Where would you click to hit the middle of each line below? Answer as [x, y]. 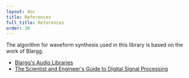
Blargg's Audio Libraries [44, 63]
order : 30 [18, 28]
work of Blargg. [25, 51]
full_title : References [35, 22]
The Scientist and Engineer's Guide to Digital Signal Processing [91, 69]
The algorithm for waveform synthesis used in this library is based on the [95, 45]
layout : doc [21, 12]
